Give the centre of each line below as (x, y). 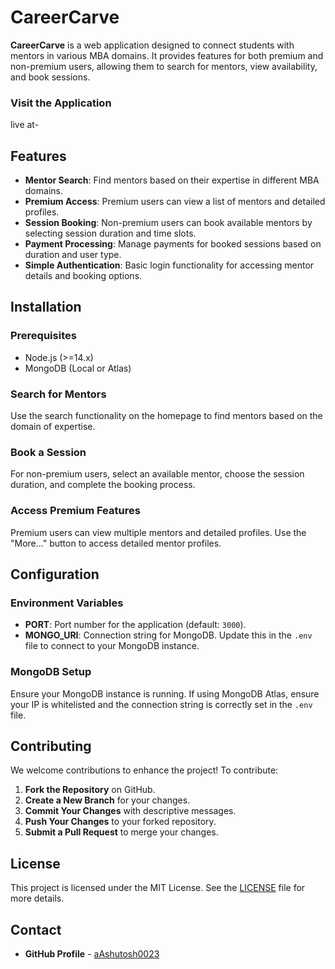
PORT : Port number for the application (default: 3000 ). (135, 625)
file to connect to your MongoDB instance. (112, 646)
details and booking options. (83, 276)
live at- (25, 125)
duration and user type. (73, 255)
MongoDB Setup (51, 672)
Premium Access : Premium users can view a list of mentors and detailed (175, 202)
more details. (37, 898)
